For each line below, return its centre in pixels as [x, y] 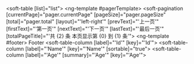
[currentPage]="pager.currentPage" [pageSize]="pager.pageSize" [86, 15]
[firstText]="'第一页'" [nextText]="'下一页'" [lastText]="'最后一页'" [85, 29]
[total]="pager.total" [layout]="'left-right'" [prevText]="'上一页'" [82, 22]
